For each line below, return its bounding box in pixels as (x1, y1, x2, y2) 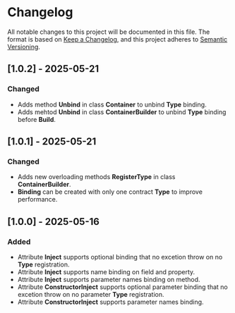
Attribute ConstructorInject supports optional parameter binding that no (17, 283, 228, 291)
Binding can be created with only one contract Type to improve (17, 188, 203, 196)
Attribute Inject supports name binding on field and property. (17, 268, 195, 276)
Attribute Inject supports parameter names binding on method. (17, 276, 200, 283)
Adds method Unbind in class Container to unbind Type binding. (17, 100, 207, 109)
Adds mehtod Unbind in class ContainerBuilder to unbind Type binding (17, 107, 227, 116)
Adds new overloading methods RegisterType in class (17, 173, 176, 181)
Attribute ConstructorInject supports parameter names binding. (17, 297, 204, 306)
